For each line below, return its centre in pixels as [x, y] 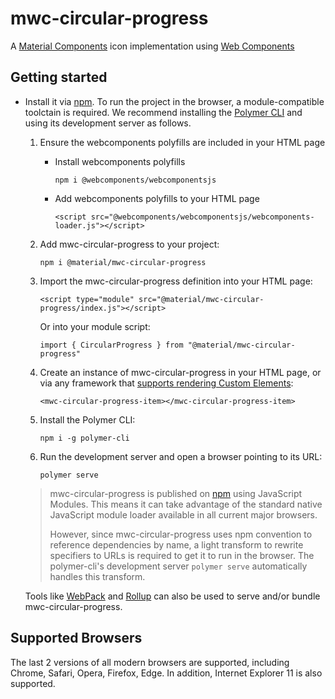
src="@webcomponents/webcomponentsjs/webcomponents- [202, 217]
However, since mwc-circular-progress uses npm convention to [181, 534]
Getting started [59, 77]
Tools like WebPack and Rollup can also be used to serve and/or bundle [172, 596]
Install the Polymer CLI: [87, 419]
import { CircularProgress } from [111, 345]
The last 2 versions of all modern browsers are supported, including [150, 662]
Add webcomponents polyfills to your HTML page [157, 198]
